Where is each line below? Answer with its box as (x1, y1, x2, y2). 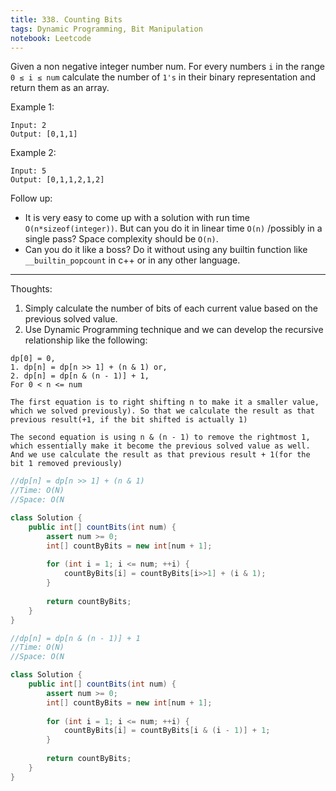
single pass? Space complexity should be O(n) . (24, 233, 219, 245)
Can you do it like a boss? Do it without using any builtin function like (24, 244, 308, 256)
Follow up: (10, 192, 53, 205)
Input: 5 (10, 166, 47, 176)
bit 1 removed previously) (10, 459, 123, 469)
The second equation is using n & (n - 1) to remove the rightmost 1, (10, 432, 311, 443)
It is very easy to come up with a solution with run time (24, 212, 250, 224)
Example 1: (10, 101, 55, 113)
